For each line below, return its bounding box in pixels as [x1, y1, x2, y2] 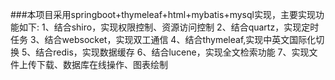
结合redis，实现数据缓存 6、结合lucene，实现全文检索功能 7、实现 [35, 46, 310, 58]
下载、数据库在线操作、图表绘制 [36, 59, 168, 70]
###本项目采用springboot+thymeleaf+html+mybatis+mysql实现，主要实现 [10, 9, 316, 20]
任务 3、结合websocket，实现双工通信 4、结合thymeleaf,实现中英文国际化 [10, 34, 317, 45]
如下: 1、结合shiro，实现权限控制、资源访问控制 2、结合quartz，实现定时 [18, 21, 320, 33]
